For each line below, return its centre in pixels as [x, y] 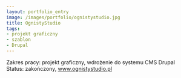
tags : [13, 28]
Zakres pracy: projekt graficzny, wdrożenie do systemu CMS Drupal [91, 62]
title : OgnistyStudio [34, 23]
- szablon [19, 40]
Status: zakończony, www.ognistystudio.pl [59, 68]
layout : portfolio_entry [38, 12]
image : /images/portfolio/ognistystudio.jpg [63, 17]
